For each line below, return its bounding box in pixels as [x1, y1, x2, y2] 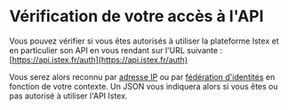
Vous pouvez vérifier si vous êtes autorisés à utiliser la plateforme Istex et [9, 35, 279, 46]
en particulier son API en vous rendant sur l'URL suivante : [9, 44, 223, 55]
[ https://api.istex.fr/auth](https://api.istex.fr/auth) [9, 54, 188, 65]
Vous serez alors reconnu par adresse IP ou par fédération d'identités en [9, 71, 276, 82]
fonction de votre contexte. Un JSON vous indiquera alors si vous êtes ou [9, 81, 278, 91]
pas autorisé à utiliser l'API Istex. [9, 90, 128, 101]
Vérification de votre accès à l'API [9, 6, 264, 27]
